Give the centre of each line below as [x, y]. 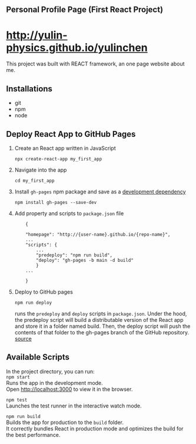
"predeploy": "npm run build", [74, 255]
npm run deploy [33, 302]
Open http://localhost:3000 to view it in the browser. [69, 389]
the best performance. [33, 435]
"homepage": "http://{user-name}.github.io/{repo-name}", [98, 234]
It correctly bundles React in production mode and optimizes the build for [95, 428]
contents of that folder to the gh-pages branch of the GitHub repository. [102, 332]
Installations [29, 89]
